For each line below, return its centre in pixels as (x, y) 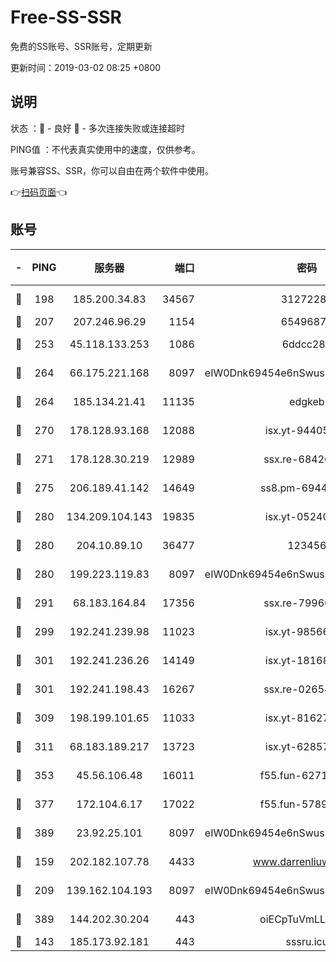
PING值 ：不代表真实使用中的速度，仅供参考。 (105, 149)
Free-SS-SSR (66, 17)
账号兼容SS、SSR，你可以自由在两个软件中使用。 (112, 170)
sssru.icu (307, 941)
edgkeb (307, 401)
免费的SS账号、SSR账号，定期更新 (81, 46)
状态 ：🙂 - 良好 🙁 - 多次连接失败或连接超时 (97, 128)
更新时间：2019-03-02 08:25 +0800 (86, 67)
